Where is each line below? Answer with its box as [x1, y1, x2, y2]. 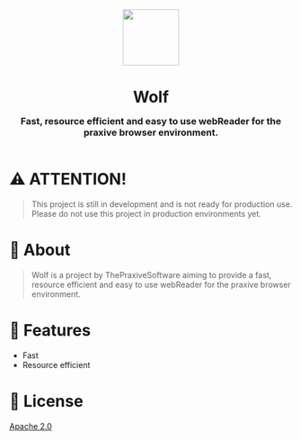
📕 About [9, 240, 71, 260]
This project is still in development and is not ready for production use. [31, 199, 293, 210]
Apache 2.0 [9, 420, 52, 431]
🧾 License [9, 391, 84, 412]
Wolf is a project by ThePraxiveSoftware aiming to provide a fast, [31, 270, 272, 280]
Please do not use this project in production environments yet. [31, 209, 262, 220]
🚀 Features [9, 320, 92, 341]
